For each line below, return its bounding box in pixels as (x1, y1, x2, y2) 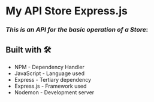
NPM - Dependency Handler (14, 63, 84, 70)
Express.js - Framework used (14, 82, 87, 89)
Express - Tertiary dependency (14, 76, 91, 83)
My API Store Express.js (5, 4, 128, 18)
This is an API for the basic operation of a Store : (5, 26, 149, 34)
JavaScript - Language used (14, 70, 85, 77)
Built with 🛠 (5, 45, 52, 55)
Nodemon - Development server (14, 88, 95, 96)
